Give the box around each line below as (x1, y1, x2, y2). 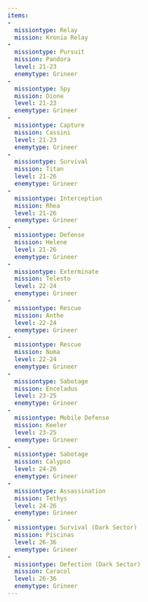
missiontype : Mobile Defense (14, 414, 110, 422)
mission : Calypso (14, 458, 71, 466)
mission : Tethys (14, 494, 67, 502)
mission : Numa (14, 348, 60, 356)
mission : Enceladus (14, 385, 78, 393)
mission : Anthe (14, 312, 64, 319)
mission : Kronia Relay (14, 33, 88, 42)
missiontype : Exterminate (14, 268, 99, 275)
